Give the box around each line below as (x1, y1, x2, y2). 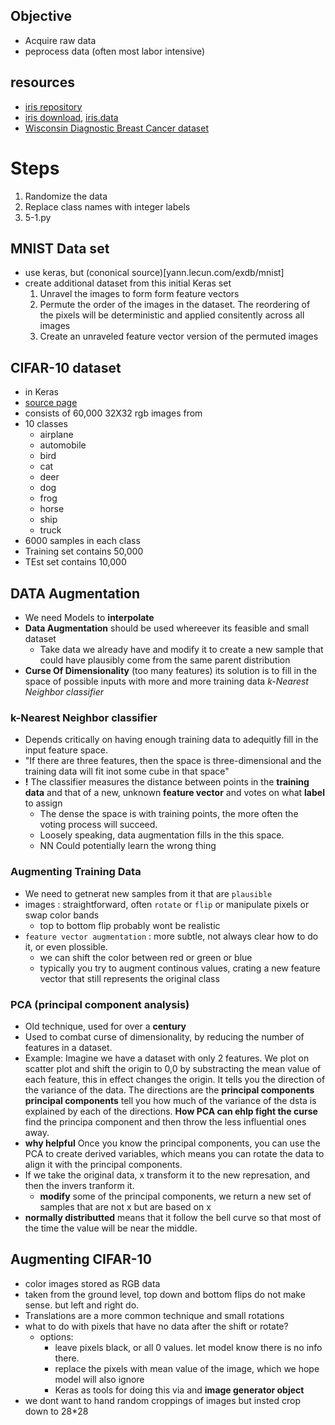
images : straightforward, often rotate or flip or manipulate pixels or (24, 898, 310, 910)
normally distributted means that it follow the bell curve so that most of (24, 1211, 322, 1223)
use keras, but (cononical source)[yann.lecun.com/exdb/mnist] (24, 267, 285, 279)
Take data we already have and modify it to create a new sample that (39, 644, 324, 655)
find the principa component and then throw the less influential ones (24, 1115, 307, 1128)
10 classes (24, 418, 68, 430)
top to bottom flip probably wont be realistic (39, 919, 221, 931)
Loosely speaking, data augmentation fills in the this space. (39, 829, 285, 841)
